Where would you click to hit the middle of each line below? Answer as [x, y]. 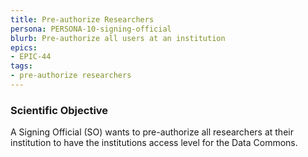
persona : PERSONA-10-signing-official [91, 29]
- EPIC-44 [31, 57]
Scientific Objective [59, 110]
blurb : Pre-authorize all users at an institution [118, 38]
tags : [21, 66]
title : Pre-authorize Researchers [82, 19]
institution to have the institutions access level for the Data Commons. [154, 143]
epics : [24, 47]
